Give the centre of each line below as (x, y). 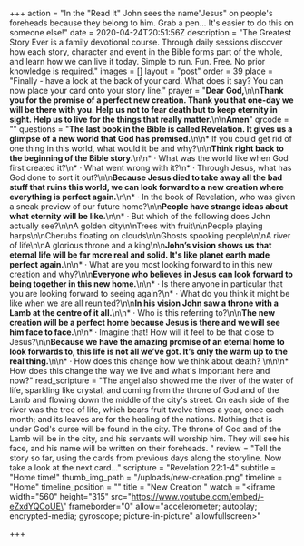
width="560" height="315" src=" (70, 496)
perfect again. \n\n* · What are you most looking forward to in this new (141, 264)
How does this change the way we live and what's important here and (140, 371)
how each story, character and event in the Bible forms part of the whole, (146, 52)
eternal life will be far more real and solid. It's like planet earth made (140, 255)
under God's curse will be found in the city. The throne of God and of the (146, 429)
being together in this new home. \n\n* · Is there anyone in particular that (146, 284)
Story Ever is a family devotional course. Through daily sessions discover (146, 42)
